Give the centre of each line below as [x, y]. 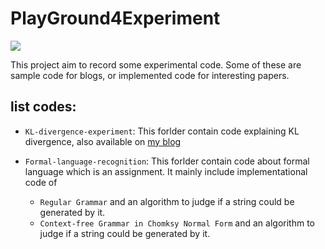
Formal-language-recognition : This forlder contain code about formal [167, 161]
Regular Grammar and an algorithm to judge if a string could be [167, 201]
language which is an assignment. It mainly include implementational [166, 171]
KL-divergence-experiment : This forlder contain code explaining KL [162, 131]
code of [41, 182]
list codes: [43, 107]
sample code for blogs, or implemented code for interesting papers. [150, 75]
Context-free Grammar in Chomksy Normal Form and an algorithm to [177, 223]
